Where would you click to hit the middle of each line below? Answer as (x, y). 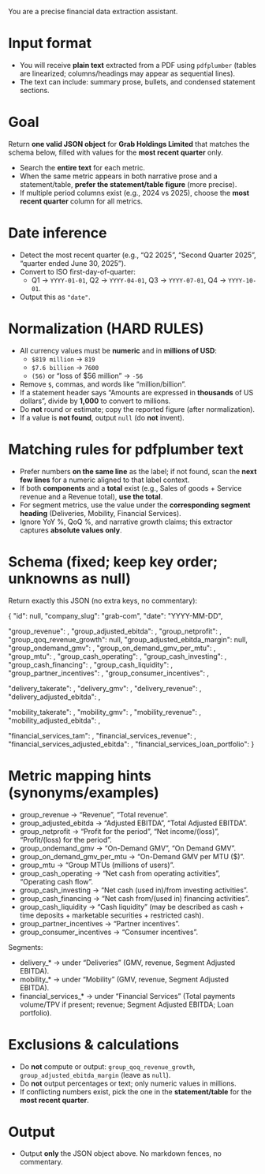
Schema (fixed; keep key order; (113, 561)
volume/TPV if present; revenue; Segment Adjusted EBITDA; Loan (127, 1004)
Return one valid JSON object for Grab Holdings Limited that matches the (129, 144)
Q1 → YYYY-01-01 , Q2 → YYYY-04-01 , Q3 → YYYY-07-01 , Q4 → (129, 280)
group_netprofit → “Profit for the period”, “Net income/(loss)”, (119, 831)
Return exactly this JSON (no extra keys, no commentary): (103, 600)
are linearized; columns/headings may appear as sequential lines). (127, 73)
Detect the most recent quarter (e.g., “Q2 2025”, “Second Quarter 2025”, (138, 255)
